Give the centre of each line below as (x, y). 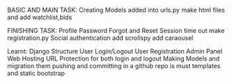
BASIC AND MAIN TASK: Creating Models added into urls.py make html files (116, 10)
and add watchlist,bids (40, 17)
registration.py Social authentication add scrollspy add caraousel (100, 38)
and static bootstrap (36, 73)
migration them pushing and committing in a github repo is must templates (114, 66)
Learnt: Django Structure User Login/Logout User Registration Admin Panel (115, 51)
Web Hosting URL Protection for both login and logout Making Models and (114, 59)
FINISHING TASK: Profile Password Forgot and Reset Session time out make (116, 31)
